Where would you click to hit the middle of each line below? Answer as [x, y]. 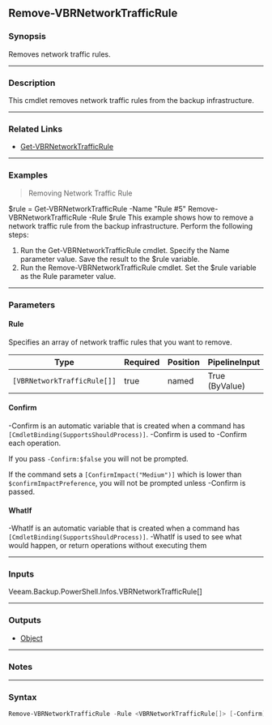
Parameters [32, 305]
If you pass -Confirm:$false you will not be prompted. [98, 458]
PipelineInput [234, 362]
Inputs [21, 574]
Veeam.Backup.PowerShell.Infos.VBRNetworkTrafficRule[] [105, 592]
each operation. [35, 443]
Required [142, 362]
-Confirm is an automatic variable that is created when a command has [127, 426]
